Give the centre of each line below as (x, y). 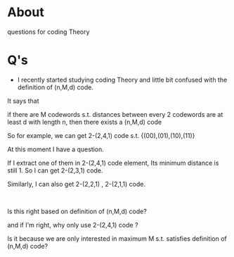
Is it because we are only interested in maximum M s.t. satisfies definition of (117, 238)
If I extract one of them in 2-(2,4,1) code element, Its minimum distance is (113, 163)
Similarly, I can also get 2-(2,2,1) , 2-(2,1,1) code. (77, 184)
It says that (24, 101)
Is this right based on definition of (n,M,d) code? (77, 211)
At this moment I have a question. (56, 149)
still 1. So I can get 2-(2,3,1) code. (55, 170)
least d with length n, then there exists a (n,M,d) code (85, 122)
